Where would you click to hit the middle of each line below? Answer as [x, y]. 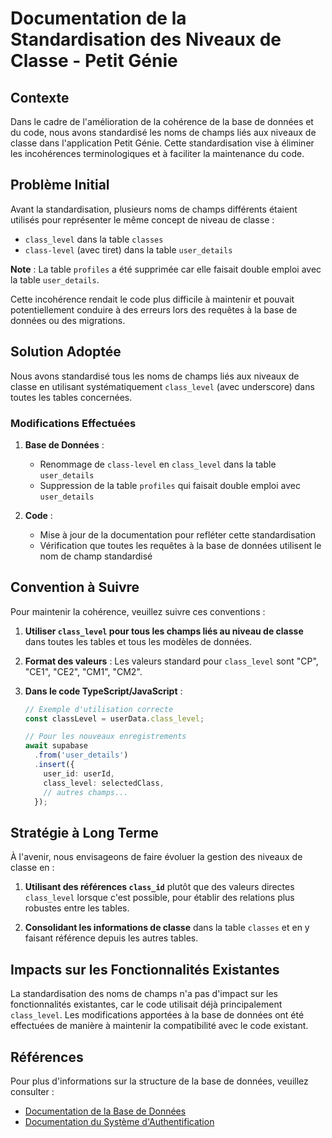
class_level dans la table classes [94, 239]
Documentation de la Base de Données [105, 1111]
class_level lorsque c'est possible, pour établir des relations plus [159, 898]
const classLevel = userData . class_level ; [114, 718]
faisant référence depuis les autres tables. [111, 938]
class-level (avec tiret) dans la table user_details [128, 249]
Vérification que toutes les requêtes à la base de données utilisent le [180, 545]
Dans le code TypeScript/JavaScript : [103, 691]
